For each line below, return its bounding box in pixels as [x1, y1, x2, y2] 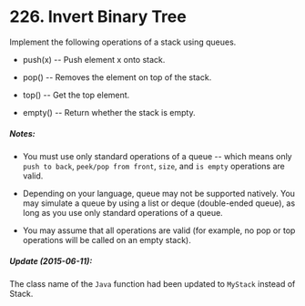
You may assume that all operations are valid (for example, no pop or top [22, 225, 296, 236]
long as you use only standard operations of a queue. [22, 207, 223, 218]
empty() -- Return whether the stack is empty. [22, 107, 196, 117]
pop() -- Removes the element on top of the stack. [22, 71, 212, 83]
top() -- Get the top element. [22, 89, 130, 100]
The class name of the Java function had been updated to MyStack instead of [9, 278, 296, 289]
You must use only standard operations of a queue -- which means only [22, 150, 293, 161]
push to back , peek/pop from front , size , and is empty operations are [22, 160, 285, 171]
